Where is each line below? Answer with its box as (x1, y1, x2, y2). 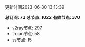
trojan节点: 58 (12, 31, 40, 36)
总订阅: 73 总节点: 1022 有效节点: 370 (5, 15, 81, 20)
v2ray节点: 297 (12, 25, 42, 31)
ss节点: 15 (12, 37, 32, 43)
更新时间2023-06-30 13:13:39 (5, 4, 65, 10)
